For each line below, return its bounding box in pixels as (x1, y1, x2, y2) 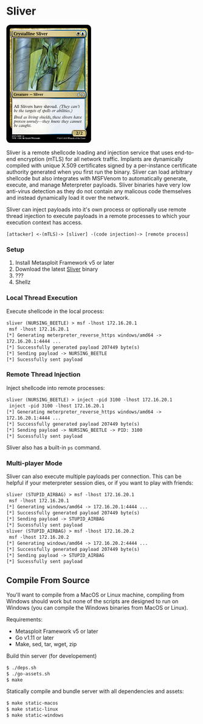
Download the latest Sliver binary (15, 265, 98, 273)
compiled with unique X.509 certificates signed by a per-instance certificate (6, 162, 198, 169)
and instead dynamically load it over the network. (6, 194, 130, 201)
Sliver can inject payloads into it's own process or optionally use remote (6, 205, 187, 213)
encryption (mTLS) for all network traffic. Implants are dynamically (17, 155, 184, 162)
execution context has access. (6, 219, 83, 226)
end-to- (174, 149, 194, 156)
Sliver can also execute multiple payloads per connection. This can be (6, 473, 182, 480)
